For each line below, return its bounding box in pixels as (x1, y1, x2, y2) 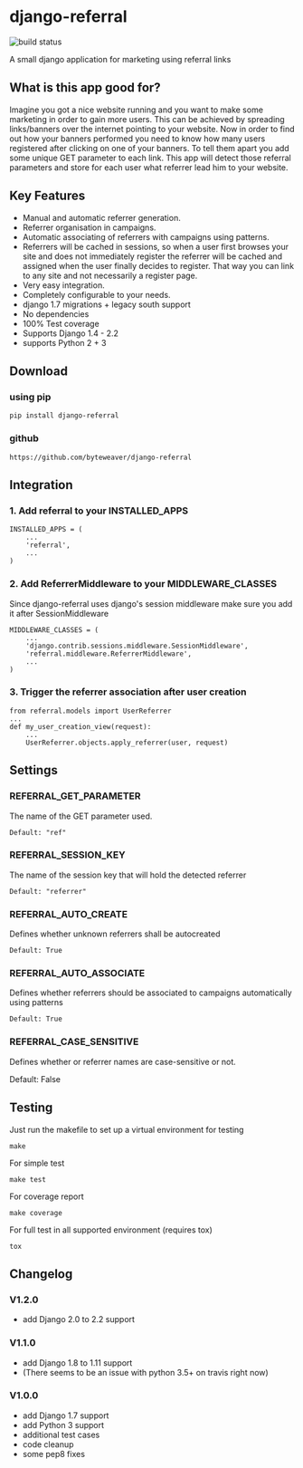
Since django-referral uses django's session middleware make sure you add (9, 598, 293, 609)
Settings (9, 763, 59, 778)
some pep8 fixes (22, 1448, 86, 1459)
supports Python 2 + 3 (22, 337, 107, 348)
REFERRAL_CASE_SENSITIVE (9, 1035, 139, 1048)
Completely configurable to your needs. (22, 289, 171, 300)
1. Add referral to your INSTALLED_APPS (9, 504, 189, 517)
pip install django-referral (9, 411, 119, 420)
